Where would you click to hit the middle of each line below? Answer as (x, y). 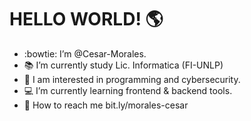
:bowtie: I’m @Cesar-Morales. (85, 53)
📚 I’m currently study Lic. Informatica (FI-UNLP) (123, 65)
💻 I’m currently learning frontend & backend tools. (128, 90)
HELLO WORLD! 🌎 (86, 19)
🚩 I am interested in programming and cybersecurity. (132, 79)
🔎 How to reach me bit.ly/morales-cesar (106, 105)
